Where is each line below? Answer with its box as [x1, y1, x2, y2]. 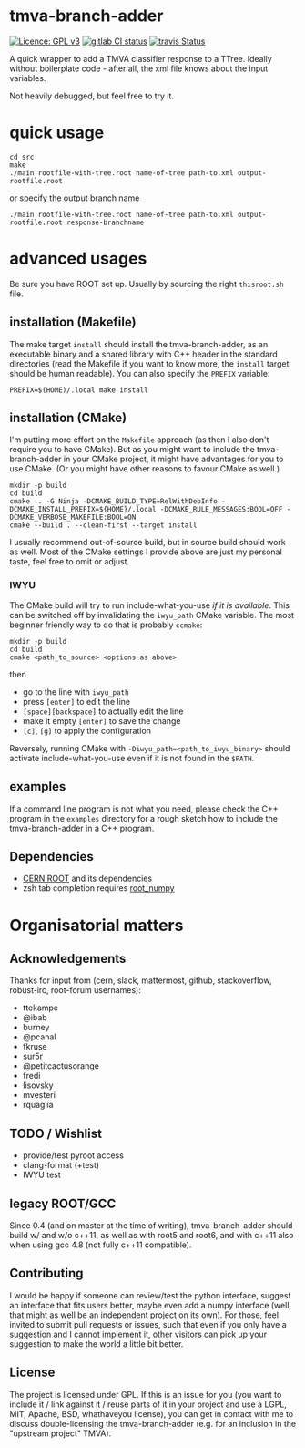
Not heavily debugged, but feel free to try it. [9, 90, 175, 101]
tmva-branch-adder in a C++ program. [9, 822, 155, 833]
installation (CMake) [9, 410, 127, 426]
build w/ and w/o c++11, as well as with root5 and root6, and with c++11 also [9, 1229, 294, 1240]
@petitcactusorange [22, 1060, 100, 1071]
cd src [9, 152, 35, 161]
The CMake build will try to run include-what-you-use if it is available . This [9, 599, 290, 611]
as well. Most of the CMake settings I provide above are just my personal [9, 546, 282, 557]
